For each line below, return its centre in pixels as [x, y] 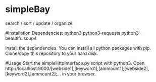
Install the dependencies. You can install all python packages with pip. [78, 48]
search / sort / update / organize [39, 23]
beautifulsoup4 [21, 38]
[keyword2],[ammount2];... [33, 73]
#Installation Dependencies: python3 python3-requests [63, 33]
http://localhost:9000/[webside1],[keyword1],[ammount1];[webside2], [77, 68]
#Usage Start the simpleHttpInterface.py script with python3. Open [75, 63]
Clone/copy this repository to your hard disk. [52, 53]
